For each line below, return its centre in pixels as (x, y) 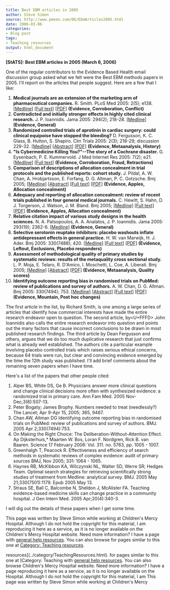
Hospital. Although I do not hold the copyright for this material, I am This (81, 576)
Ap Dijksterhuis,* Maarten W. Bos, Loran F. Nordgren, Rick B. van (81, 439)
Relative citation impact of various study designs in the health (79, 216)
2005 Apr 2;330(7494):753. (42, 428)
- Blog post (18, 33)
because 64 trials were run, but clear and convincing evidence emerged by (84, 355)
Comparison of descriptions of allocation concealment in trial (79, 168)
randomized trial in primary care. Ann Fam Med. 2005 (69, 396)
